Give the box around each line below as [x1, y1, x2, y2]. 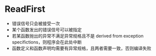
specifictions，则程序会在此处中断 [11, 39, 82, 45]
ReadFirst [4, 3, 46, 15]
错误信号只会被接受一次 [11, 20, 60, 26]
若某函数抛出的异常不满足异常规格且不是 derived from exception [11, 33, 144, 39]
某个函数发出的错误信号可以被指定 [11, 26, 82, 33]
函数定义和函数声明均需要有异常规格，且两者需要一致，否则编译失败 [11, 45, 152, 51]
